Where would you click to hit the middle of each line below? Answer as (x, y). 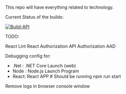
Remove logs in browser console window (48, 86)
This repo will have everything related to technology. (59, 7)
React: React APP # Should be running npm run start (67, 76)
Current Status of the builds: (34, 17)
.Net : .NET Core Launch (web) (44, 66)
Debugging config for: (28, 56)
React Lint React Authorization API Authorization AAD (60, 46)
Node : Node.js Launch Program (46, 71)
